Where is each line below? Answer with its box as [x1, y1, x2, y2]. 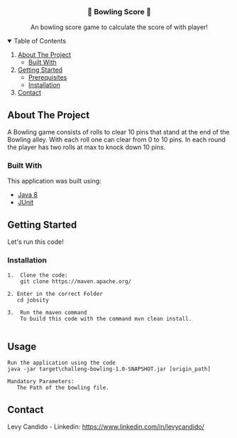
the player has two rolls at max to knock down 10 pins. [7, 143, 166, 151]
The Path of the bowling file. [16, 384, 110, 392]
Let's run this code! [7, 237, 64, 246]
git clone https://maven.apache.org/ [20, 277, 132, 285]
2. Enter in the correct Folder [7, 290, 103, 297]
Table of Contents [13, 37, 66, 46]
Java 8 [17, 191, 38, 199]
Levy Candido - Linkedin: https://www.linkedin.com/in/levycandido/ [7, 422, 204, 431]
